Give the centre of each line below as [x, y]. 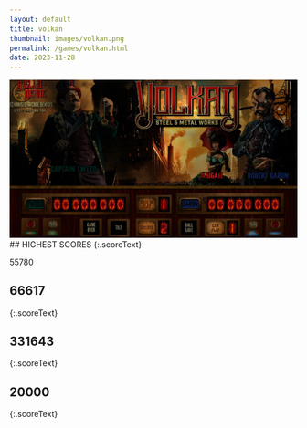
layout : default [40, 19]
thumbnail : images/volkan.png [67, 38]
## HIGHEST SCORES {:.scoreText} [76, 244]
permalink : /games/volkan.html [69, 48]
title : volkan [37, 29]
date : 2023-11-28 [42, 58]
